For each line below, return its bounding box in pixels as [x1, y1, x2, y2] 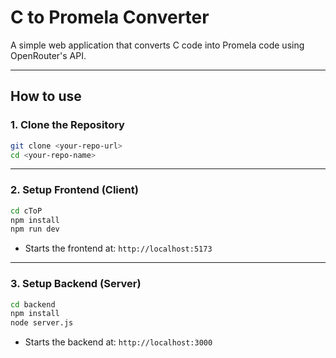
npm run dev [10, 224, 60, 235]
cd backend [10, 299, 56, 310]
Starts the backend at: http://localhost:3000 [24, 336, 213, 348]
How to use [10, 88, 82, 105]
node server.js [10, 318, 74, 328]
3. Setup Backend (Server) [10, 277, 142, 291]
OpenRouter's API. [10, 49, 87, 61]
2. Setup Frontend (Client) [10, 183, 139, 197]
